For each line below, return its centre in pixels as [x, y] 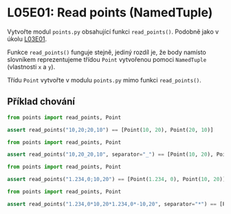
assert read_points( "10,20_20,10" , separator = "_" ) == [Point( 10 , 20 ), [110, 155]
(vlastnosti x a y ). [31, 67]
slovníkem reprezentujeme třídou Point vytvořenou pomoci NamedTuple [107, 59]
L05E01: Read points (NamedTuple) [110, 13]
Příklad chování [41, 102]
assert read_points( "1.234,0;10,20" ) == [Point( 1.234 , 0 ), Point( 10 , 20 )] [117, 180]
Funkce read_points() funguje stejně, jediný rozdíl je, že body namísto [107, 52]
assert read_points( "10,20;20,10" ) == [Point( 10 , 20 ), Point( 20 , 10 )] [110, 130]
